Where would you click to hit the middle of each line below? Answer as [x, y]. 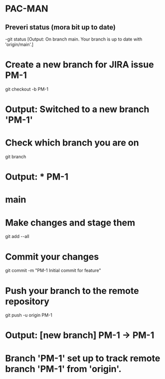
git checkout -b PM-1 [27, 89]
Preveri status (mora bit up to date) [61, 27]
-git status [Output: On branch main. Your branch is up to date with [74, 39]
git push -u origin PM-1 [29, 315]
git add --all [17, 236]
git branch [16, 157]
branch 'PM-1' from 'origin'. [63, 369]
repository [27, 301]
